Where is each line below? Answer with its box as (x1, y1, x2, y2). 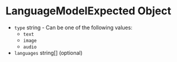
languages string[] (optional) (14, 49, 83, 56)
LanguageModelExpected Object (5, 4, 172, 18)
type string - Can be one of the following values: (14, 24, 133, 31)
